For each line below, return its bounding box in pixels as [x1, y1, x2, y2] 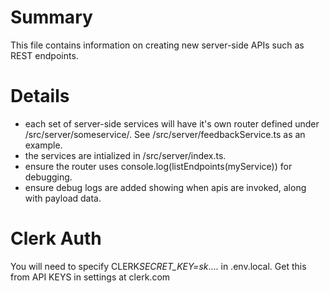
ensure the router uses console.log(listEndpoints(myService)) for [24, 160, 293, 172]
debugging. [24, 171, 73, 183]
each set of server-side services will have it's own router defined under [24, 117, 320, 130]
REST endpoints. [10, 49, 79, 61]
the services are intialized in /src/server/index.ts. [24, 149, 227, 161]
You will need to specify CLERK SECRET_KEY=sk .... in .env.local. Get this [10, 260, 307, 272]
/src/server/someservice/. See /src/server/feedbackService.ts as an [24, 128, 306, 140]
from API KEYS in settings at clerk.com [10, 271, 171, 283]
